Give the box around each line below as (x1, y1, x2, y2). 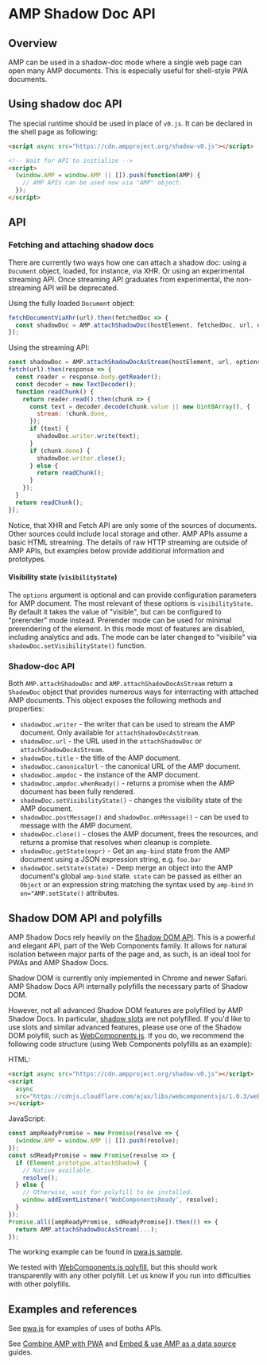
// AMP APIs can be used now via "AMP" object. (22, 179, 183, 187)
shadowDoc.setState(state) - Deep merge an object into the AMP (19, 863, 233, 873)
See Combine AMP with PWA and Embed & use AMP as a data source (8, 1339, 237, 1348)
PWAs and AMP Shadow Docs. (8, 957, 109, 967)
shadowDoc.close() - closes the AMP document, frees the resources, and (19, 829, 258, 839)
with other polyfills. (8, 1279, 72, 1289)
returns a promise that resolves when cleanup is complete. (19, 838, 212, 847)
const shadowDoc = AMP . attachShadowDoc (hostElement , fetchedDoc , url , (15, 321, 254, 329)
